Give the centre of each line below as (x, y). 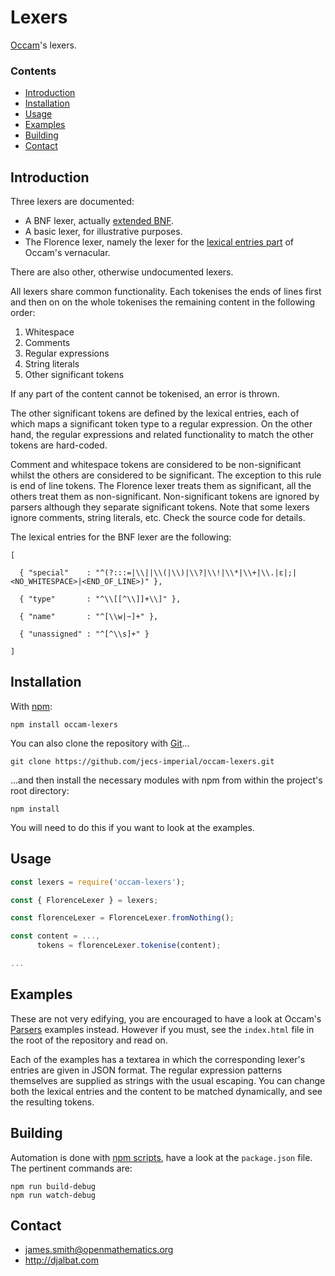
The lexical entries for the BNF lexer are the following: (121, 537)
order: (23, 313)
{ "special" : (55, 573)
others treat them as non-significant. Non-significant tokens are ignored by (165, 497)
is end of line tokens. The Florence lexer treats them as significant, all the (161, 486)
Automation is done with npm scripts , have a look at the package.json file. (161, 1157)
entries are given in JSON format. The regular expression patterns (146, 1070)
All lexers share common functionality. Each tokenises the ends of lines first (166, 292)
